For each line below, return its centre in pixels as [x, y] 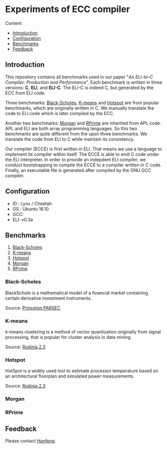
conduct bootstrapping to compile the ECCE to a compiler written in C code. [83, 165]
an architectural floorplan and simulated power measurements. [70, 376]
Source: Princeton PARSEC [33, 308]
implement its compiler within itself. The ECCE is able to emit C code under [82, 154]
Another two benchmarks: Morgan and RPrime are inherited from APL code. [83, 123]
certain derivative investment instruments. [48, 298]
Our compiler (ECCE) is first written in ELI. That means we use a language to [84, 149]
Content [13, 23]
